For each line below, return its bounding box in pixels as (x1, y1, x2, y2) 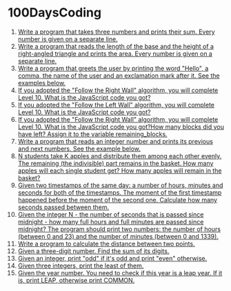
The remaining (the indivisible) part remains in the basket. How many (17, 159, 214, 167)
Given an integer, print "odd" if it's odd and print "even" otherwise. (17, 254, 208, 262)
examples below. (17, 78, 66, 87)
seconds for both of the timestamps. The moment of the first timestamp (17, 188, 222, 197)
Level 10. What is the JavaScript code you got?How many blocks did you (17, 122, 225, 131)
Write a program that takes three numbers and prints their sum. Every (17, 28, 216, 36)
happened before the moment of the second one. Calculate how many (17, 195, 218, 204)
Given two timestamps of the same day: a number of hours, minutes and (17, 181, 223, 189)
